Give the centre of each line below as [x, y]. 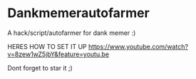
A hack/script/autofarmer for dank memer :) [72, 33]
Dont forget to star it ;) [40, 68]
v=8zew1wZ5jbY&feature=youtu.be [58, 54]
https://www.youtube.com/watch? [138, 46]
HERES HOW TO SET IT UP [47, 46]
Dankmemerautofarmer [78, 13]
